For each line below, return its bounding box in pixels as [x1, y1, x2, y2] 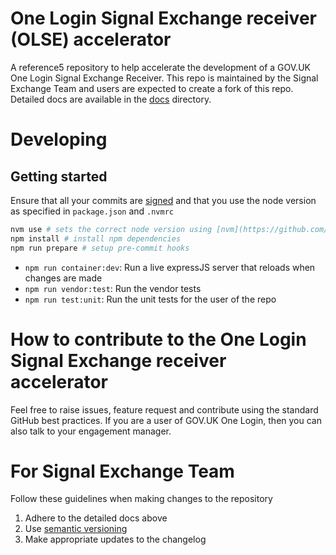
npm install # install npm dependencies [10, 233, 182, 244]
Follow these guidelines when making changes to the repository [10, 493, 273, 505]
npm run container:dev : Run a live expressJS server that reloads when [24, 261, 316, 273]
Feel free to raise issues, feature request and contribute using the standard [10, 403, 319, 416]
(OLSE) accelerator [10, 28, 172, 51]
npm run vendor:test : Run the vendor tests [24, 282, 202, 294]
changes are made [24, 272, 103, 284]
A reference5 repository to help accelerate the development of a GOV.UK [10, 61, 311, 73]
